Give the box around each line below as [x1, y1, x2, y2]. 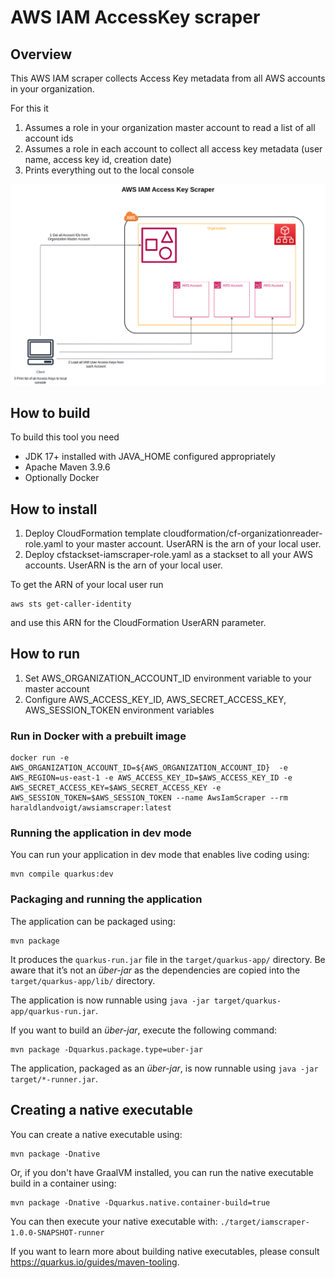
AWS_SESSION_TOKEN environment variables [24, 704, 215, 716]
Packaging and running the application [10, 892, 203, 906]
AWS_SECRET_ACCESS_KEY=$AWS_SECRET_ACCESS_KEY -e [10, 783, 222, 793]
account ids [24, 132, 74, 144]
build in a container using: [10, 1177, 117, 1189]
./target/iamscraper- [219, 1217, 310, 1227]
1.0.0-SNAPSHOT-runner [10, 1227, 105, 1238]
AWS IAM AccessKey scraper [10, 6, 261, 29]
